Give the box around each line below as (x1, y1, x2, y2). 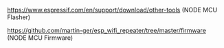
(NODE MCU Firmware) (7, 34, 74, 42)
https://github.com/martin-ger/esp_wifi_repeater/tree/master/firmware (7, 27, 206, 34)
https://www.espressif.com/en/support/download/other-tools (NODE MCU (7, 6, 218, 14)
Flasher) (7, 13, 31, 21)
